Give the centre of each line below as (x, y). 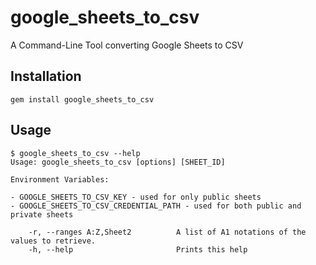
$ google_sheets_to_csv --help (75, 153)
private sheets (42, 214)
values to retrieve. (53, 241)
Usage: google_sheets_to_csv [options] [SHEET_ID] (118, 162)
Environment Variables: (60, 179)
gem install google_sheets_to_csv (82, 99)
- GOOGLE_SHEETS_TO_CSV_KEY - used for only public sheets (136, 197)
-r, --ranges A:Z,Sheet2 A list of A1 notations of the (167, 232)
